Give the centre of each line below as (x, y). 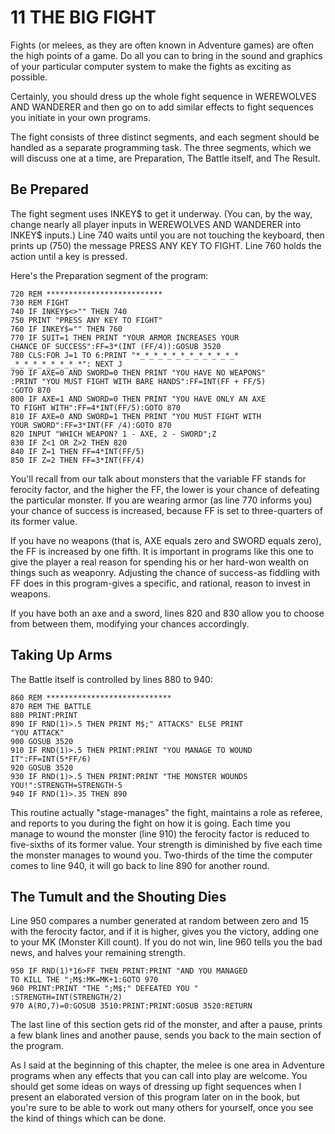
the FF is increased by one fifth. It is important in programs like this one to (162, 551)
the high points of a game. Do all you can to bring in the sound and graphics (166, 55)
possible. (29, 77)
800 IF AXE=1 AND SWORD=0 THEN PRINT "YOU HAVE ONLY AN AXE (138, 399)
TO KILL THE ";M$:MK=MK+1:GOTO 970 (84, 980)
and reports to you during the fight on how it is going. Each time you (150, 823)
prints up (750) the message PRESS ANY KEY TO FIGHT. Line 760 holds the (166, 245)
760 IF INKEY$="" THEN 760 (66, 329)
